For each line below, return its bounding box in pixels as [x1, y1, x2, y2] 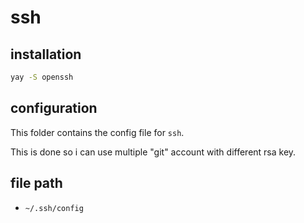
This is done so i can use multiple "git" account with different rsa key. [10, 146, 297, 158]
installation [10, 46, 82, 63]
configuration [10, 100, 98, 117]
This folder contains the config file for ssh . [10, 126, 185, 138]
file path [10, 175, 63, 192]
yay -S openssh [10, 72, 74, 82]
